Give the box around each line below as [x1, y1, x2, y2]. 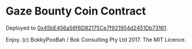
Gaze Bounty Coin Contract [5, 4, 147, 18]
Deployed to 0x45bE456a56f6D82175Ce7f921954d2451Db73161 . [5, 24, 168, 31]
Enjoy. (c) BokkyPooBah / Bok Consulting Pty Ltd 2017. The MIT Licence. [5, 36, 187, 43]
